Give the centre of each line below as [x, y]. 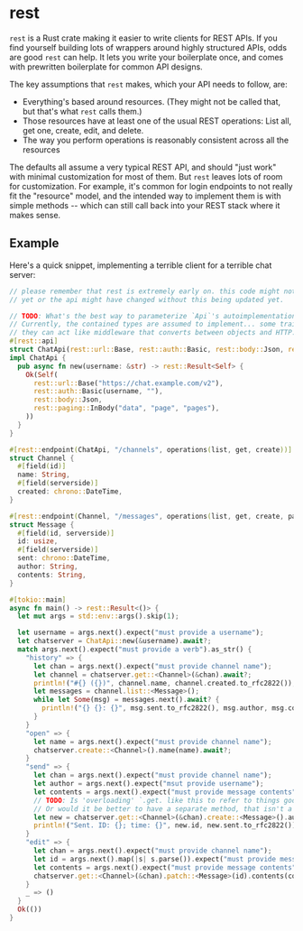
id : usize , [38, 541]
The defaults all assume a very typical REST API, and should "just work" [143, 167]
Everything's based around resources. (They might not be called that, [151, 101]
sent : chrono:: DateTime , [64, 558]
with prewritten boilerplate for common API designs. [106, 67]
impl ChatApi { [38, 358]
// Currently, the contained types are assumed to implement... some [143, 324]
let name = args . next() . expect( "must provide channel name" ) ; [152, 742]
